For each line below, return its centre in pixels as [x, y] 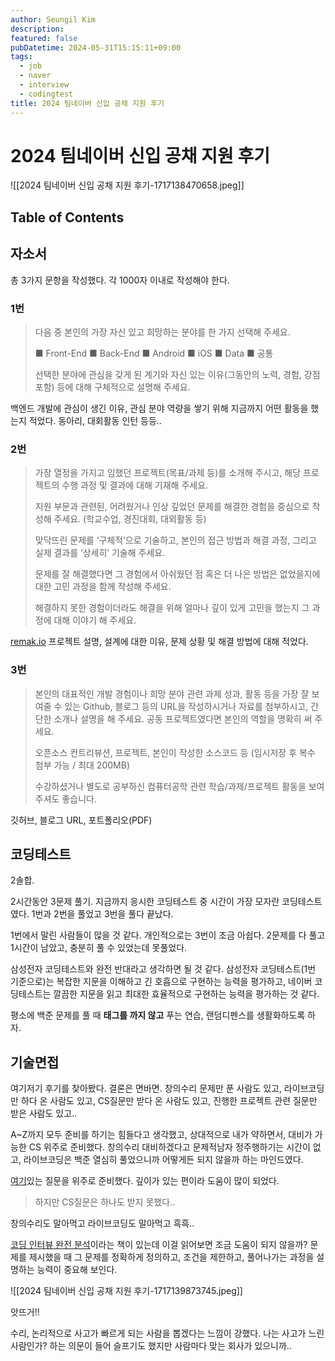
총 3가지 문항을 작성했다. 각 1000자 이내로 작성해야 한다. [120, 280]
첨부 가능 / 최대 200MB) [82, 765]
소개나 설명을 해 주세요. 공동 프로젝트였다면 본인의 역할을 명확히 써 [183, 718]
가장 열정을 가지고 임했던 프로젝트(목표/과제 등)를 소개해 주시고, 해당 [168, 473]
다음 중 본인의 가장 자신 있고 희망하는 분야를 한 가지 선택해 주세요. [162, 332]
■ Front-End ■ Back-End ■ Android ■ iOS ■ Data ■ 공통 [154, 353]
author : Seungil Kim [53, 19]
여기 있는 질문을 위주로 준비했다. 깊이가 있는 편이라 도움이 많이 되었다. [145, 1181]
